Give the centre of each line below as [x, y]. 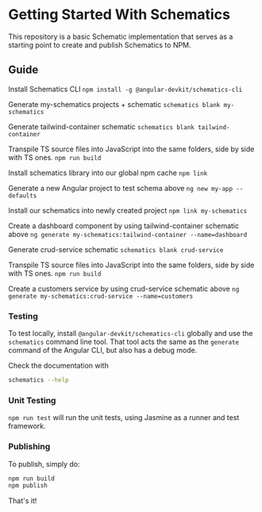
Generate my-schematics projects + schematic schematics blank [114, 104]
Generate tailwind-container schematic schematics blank [101, 126]
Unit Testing [32, 400]
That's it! [23, 501]
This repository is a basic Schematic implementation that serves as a [121, 36]
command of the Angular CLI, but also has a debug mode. [103, 350]
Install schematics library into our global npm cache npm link [108, 173]
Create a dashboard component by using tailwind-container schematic [124, 225]
